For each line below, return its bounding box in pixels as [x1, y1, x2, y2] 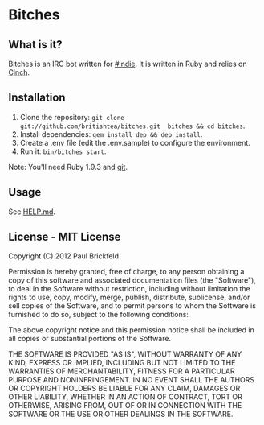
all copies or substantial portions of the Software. [8, 334, 171, 344]
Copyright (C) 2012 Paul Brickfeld [8, 251, 119, 261]
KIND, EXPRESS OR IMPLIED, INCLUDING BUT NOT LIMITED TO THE [8, 358, 236, 368]
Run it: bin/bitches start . [19, 146, 107, 156]
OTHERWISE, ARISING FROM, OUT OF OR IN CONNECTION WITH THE [8, 401, 242, 411]
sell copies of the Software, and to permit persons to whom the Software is [8, 301, 257, 311]
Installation [8, 91, 66, 105]
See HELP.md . [8, 207, 56, 217]
